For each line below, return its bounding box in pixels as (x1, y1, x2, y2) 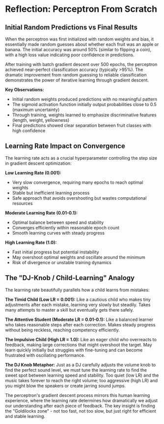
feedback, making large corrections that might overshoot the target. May (5, 342, 152, 348)
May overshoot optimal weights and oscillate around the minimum (12, 254, 146, 260)
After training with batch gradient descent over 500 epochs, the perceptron (5, 62, 158, 67)
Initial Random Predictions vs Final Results (5, 23, 138, 32)
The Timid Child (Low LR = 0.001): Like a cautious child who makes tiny (5, 296, 151, 302)
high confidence (12, 128, 46, 134)
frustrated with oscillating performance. (5, 352, 85, 358)
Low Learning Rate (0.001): (5, 170, 61, 176)
